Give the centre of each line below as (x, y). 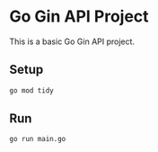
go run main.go (38, 139)
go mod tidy (31, 90)
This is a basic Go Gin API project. (72, 41)
